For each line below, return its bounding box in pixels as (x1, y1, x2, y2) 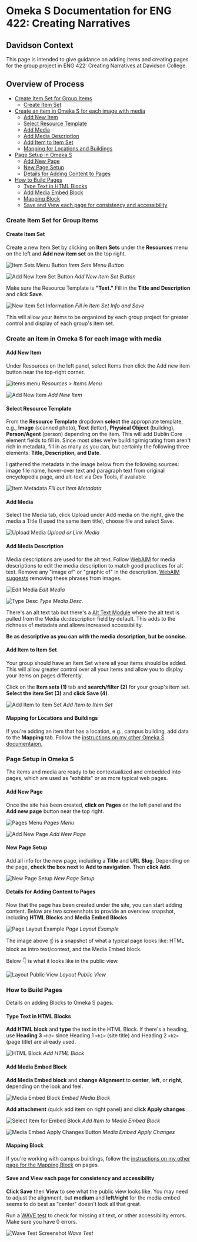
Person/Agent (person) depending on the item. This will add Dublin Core (6, 431, 183, 438)
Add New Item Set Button (74, 273, 136, 280)
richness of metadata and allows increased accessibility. (6, 621, 143, 628)
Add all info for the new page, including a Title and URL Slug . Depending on (6, 857, 190, 864)
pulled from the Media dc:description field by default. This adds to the (6, 615, 176, 622)
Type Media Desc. (39, 597, 84, 604)
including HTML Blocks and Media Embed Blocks (6, 913, 128, 921)
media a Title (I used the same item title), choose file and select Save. (6, 517, 175, 525)
